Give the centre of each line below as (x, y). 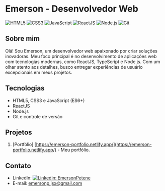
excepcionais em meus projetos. (39, 72)
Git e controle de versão (37, 116)
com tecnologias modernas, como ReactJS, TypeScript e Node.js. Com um (83, 62)
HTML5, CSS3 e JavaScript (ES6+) (49, 100)
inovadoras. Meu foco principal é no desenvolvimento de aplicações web (81, 56)
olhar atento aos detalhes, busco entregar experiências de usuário (74, 67)
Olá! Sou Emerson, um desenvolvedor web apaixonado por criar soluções (81, 51)
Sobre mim (23, 39)
